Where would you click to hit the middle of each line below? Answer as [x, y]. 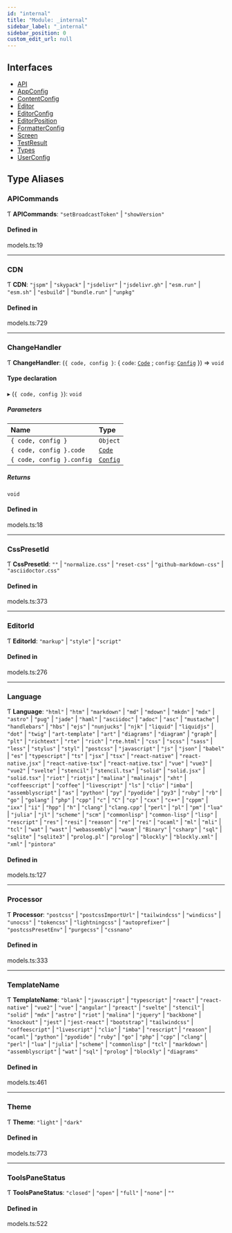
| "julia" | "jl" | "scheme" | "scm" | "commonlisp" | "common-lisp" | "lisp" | [112, 815]
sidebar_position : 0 [37, 33]
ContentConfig [38, 98]
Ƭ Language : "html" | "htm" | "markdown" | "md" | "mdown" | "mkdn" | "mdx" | [111, 712]
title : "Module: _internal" [48, 20]
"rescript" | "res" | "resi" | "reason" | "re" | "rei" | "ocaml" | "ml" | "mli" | [114, 822]
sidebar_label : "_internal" [48, 26]
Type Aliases [36, 179]
